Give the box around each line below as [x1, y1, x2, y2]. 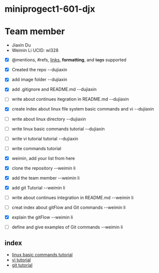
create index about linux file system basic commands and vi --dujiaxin [11, 106, 154, 112]
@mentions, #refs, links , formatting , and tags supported [11, 57, 127, 63]
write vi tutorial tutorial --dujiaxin [11, 136, 78, 141]
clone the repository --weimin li [11, 165, 76, 171]
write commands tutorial [11, 145, 62, 151]
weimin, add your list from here [11, 155, 75, 161]
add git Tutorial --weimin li [11, 185, 65, 191]
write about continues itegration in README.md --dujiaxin [11, 96, 129, 102]
